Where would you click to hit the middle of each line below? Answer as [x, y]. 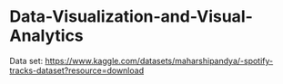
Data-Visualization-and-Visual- [131, 17]
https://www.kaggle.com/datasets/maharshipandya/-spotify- [159, 61]
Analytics [46, 36]
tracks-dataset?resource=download [76, 70]
